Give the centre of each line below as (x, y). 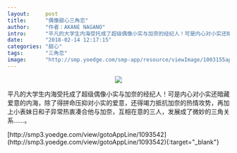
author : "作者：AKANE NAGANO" (56, 27)
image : (17, 60)
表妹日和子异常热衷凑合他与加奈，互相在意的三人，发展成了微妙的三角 (121, 111)
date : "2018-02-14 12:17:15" (60, 40)
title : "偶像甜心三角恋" (48, 20)
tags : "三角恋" (37, 54)
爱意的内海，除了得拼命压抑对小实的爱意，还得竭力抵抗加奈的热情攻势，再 (115, 102)
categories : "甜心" (35, 47)
